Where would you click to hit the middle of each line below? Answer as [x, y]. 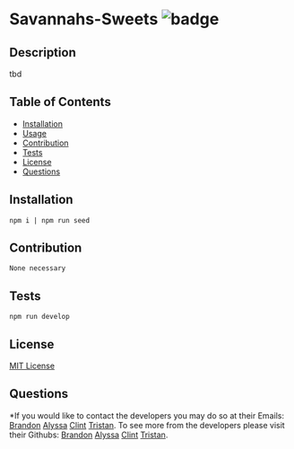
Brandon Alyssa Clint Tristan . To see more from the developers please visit [147, 425]
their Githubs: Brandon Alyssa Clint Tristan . [89, 435]
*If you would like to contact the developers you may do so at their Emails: [147, 415]
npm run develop [39, 317]
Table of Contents [61, 102]
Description [43, 53]
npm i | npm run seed [50, 220]
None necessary [38, 269]
